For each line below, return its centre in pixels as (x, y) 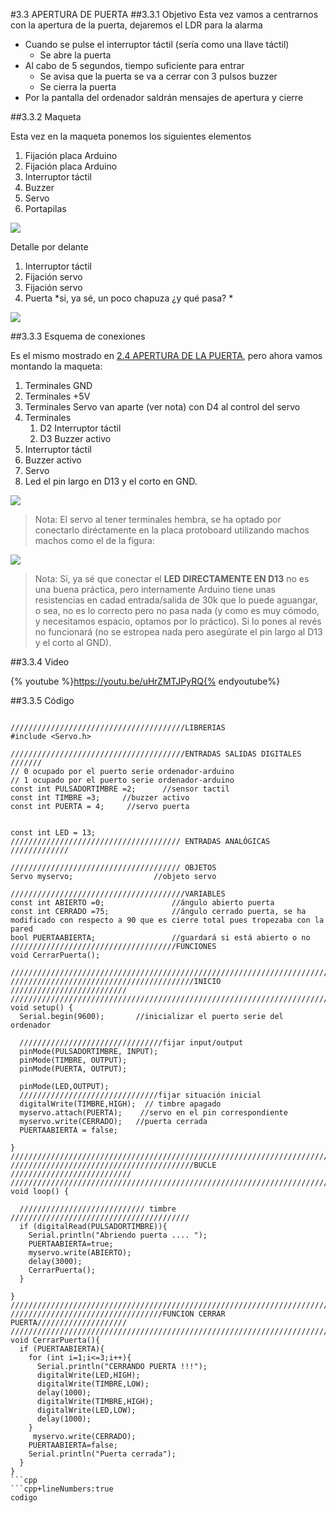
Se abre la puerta (75, 55)
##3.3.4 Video (40, 662)
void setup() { (42, 1008)
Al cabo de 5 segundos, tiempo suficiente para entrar (134, 65)
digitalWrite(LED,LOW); (86, 1410)
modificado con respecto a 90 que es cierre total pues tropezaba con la (167, 920)
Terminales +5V (57, 396)
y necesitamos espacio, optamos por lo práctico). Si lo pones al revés (178, 621)
